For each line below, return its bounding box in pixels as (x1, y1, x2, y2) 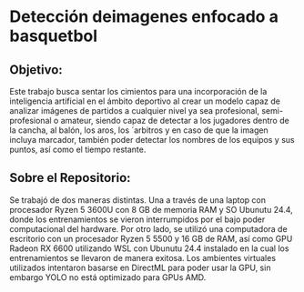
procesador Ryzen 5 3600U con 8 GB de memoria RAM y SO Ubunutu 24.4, (9, 204, 293, 215)
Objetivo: (9, 62, 64, 77)
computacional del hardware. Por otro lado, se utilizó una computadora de (9, 223, 289, 234)
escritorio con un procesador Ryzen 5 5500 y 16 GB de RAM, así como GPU (9, 233, 293, 244)
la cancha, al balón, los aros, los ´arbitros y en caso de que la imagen (9, 125, 269, 136)
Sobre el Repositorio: (9, 170, 131, 186)
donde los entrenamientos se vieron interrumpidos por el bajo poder (9, 214, 266, 225)
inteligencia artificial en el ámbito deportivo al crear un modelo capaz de (9, 96, 280, 106)
